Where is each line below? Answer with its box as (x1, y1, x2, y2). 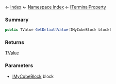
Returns (5, 39, 24, 46)
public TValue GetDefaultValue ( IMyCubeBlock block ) (5, 27, 112, 32)
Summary (5, 16, 29, 23)
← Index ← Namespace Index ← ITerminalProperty (5, 4, 106, 10)
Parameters (5, 62, 33, 69)
